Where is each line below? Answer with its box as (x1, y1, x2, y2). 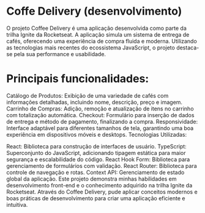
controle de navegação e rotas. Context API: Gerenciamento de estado (6, 168, 185, 176)
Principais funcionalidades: (6, 72, 149, 86)
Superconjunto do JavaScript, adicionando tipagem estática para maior (6, 149, 186, 156)
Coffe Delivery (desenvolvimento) (6, 4, 182, 18)
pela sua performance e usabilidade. (13, 50, 106, 57)
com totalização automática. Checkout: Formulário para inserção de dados (6, 111, 195, 118)
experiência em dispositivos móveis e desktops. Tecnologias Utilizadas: (6, 131, 187, 138)
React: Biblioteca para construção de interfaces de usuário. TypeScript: (6, 142, 187, 150)
